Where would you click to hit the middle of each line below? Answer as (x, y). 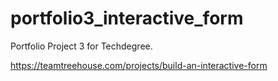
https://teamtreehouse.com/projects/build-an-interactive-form (139, 65)
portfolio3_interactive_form (127, 18)
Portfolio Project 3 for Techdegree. (81, 46)
